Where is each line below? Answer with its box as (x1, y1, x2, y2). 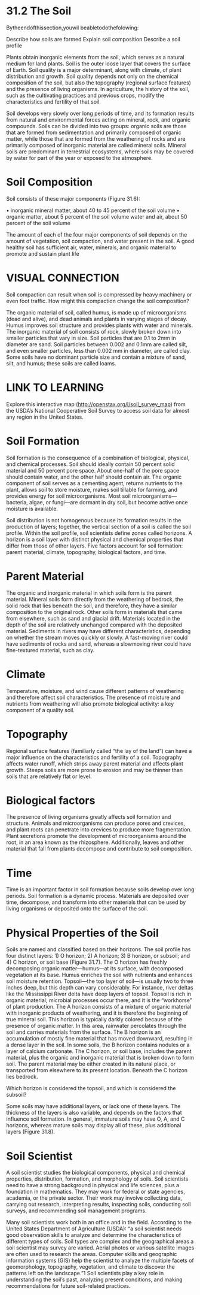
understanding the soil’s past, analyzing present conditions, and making (6, 1276, 183, 1283)
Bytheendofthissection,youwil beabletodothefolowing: (6, 24, 139, 31)
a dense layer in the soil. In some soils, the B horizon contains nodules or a (6, 1041, 190, 1049)
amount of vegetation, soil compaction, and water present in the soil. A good (6, 237, 195, 244)
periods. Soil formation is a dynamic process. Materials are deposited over (6, 892, 189, 900)
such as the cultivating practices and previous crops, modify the (6, 92, 164, 99)
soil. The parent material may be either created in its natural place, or (6, 1060, 176, 1067)
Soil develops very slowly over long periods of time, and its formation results (6, 110, 195, 117)
